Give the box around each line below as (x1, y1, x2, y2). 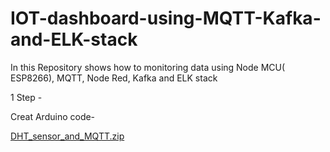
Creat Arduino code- (10, 110, 96, 122)
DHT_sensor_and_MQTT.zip (10, 130, 125, 142)
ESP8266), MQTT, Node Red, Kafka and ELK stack (10, 72, 218, 84)
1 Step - (10, 91, 43, 103)
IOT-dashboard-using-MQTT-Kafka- (10, 7, 322, 30)
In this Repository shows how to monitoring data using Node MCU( (10, 61, 286, 73)
